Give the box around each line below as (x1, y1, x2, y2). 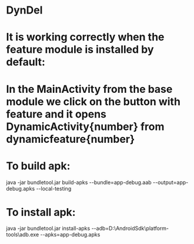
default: (6, 55, 46, 69)
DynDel (6, 4, 43, 17)
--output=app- (152, 179, 189, 186)
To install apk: (6, 205, 76, 219)
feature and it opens (6, 107, 107, 121)
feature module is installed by (6, 43, 154, 56)
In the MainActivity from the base (6, 82, 173, 96)
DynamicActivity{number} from (6, 120, 165, 133)
